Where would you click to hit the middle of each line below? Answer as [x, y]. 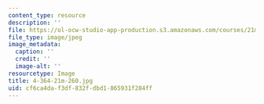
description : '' [35, 23]
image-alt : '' [38, 66]
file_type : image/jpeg [45, 37]
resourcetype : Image [42, 74]
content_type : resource [47, 15]
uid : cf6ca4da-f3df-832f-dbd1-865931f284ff [81, 88]
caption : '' [35, 52]
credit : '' [33, 59]
